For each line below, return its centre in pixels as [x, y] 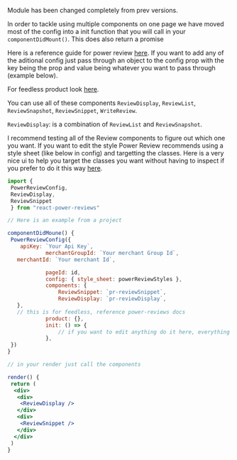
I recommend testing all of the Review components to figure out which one [116, 138]
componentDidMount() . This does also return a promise [86, 39]
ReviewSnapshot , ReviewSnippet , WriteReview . [72, 110]
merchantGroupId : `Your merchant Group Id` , [112, 253]
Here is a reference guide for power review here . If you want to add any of [116, 53]
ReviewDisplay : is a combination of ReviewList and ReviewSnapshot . [105, 124]
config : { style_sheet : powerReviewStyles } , [114, 279]
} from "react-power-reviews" [55, 208]
